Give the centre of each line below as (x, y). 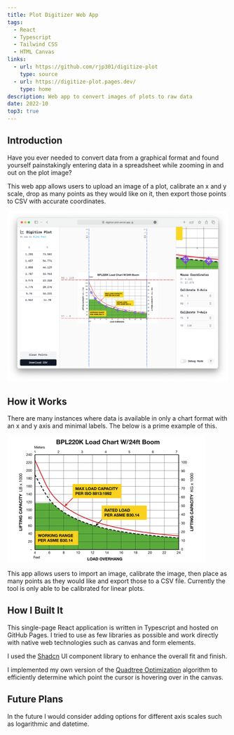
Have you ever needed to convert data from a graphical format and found (113, 158)
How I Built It (35, 611)
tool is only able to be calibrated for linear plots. (76, 588)
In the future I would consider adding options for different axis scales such (115, 716)
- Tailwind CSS (36, 45)
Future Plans (35, 699)
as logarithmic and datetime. (48, 724)
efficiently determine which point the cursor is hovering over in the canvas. (116, 677)
